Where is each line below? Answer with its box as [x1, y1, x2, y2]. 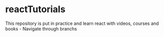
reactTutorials [5, 4, 66, 15]
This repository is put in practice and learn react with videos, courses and [5, 20, 159, 26]
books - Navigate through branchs [5, 25, 77, 31]
